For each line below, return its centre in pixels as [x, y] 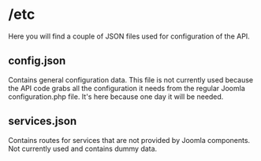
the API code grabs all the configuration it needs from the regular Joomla [127, 88]
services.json [43, 121]
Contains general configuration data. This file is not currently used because [131, 79]
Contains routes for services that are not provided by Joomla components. [129, 140]
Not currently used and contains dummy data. [83, 148]
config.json [37, 61]
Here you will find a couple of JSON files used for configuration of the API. [129, 36]
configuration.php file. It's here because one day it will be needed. [116, 97]
